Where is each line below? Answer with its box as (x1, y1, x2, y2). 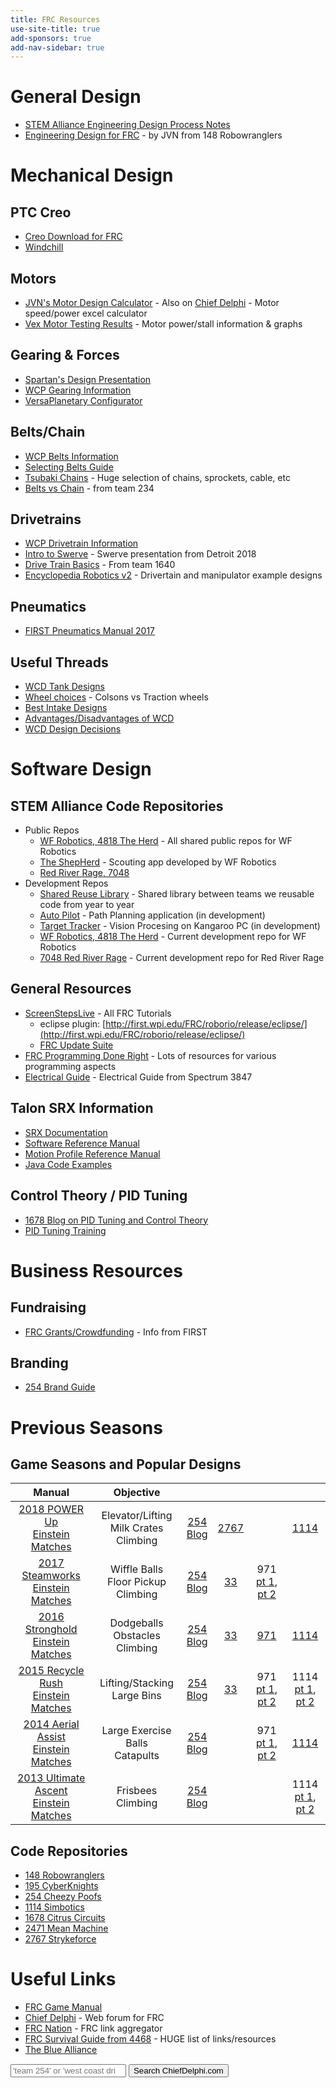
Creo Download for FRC (24, 231, 123, 243)
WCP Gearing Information (24, 384, 132, 396)
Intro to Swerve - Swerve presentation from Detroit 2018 (24, 548, 257, 560)
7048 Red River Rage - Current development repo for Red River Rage (39, 952, 325, 964)
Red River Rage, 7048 (39, 867, 130, 879)
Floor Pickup (107, 1575, 167, 1589)
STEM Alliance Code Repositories (10, 797, 224, 815)
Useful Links (10, 1968, 117, 1991)
